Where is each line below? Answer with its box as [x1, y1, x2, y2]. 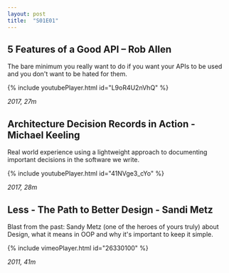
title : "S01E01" [7, 17, 59, 24]
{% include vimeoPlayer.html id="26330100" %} [7, 243, 149, 252]
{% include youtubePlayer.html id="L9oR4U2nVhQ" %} [7, 83, 169, 92]
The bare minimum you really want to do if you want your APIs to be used [7, 62, 223, 71]
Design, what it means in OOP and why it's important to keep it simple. [7, 230, 213, 238]
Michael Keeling [7, 129, 80, 141]
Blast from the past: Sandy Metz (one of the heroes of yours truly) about [7, 222, 219, 231]
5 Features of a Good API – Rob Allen [7, 43, 172, 55]
